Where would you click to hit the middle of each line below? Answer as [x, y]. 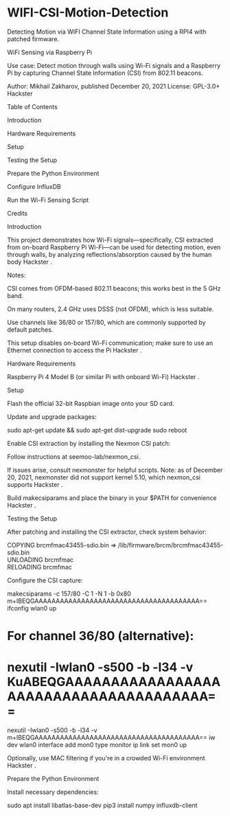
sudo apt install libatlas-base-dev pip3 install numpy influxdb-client [102, 806]
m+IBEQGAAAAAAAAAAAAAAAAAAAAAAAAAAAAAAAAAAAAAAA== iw [111, 738]
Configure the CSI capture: [45, 580]
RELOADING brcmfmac [39, 567]
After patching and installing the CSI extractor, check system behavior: [107, 532]
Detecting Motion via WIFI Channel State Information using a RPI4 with [107, 32]
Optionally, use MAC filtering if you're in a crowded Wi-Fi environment [106, 758]
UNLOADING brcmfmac [41, 559]
